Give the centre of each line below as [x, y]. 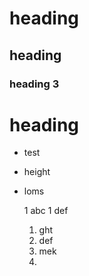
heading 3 [34, 84]
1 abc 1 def [46, 211]
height [37, 172]
